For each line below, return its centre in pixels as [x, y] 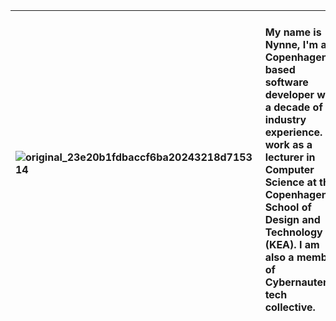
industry [285, 119]
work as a [288, 144]
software [286, 82]
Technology [293, 232]
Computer [289, 169]
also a [279, 257]
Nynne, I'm [291, 44]
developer [289, 94]
